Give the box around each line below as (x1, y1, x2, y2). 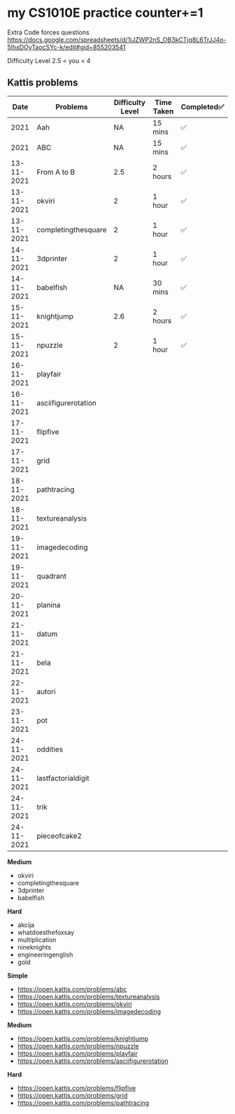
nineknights (17, 943, 51, 951)
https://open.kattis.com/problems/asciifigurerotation (17, 1057, 169, 1065)
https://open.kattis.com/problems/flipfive (17, 1083, 136, 1092)
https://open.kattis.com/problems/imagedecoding (17, 1007, 162, 1015)
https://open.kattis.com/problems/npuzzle (17, 1041, 139, 1050)
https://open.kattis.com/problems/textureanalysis (17, 992, 160, 1001)
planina (36, 600, 61, 609)
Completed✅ (180, 101, 225, 111)
